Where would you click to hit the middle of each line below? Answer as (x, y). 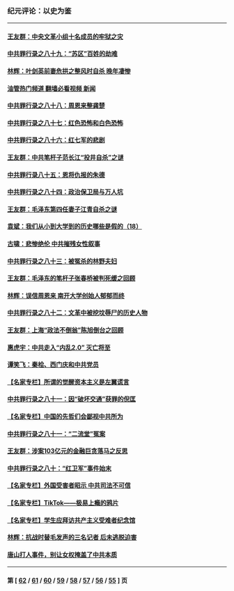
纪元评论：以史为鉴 (39, 10)
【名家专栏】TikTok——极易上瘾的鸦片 (63, 502)
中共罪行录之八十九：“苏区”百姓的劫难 (63, 54)
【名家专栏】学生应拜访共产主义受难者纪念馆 (71, 520)
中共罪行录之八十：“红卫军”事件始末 (60, 468)
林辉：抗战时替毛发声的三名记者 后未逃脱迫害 (72, 537)
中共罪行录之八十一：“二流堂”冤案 (56, 433)
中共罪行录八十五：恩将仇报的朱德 (56, 174)
